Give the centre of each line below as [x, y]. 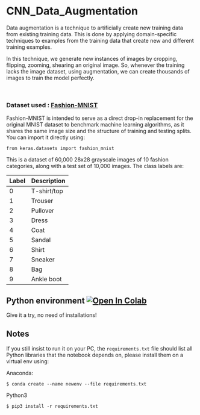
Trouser [42, 201]
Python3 [17, 395]
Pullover [43, 211]
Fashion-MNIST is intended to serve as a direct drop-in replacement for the [100, 118]
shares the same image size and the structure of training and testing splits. [99, 131]
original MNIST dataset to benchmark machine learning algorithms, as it [95, 125]
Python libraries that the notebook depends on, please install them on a [95, 355]
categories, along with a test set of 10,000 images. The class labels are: [95, 166]
